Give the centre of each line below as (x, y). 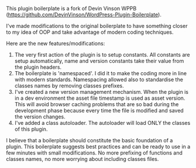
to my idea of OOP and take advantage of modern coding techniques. (90, 32)
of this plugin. (31, 129)
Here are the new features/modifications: (56, 43)
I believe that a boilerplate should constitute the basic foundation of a (90, 140)
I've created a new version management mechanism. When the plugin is (102, 92)
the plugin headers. (38, 67)
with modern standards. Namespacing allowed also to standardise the (99, 79)
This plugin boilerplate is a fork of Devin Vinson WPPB (71, 8)
